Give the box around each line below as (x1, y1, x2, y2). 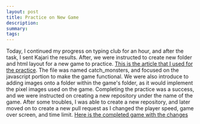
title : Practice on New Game (6, 14, 79, 20)
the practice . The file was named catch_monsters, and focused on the (6, 66, 179, 74)
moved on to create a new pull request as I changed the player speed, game (6, 105, 194, 112)
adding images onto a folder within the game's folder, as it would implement (6, 79, 193, 87)
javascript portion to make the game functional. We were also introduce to (6, 73, 189, 80)
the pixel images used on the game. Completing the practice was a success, (6, 86, 195, 93)
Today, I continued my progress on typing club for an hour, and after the (6, 47, 184, 55)
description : (6, 20, 39, 26)
